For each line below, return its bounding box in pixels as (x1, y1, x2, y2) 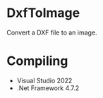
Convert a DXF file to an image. (6, 28, 97, 37)
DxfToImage (6, 5, 80, 21)
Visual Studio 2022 (16, 76, 73, 85)
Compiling (6, 53, 68, 69)
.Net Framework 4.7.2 (16, 83, 80, 92)
